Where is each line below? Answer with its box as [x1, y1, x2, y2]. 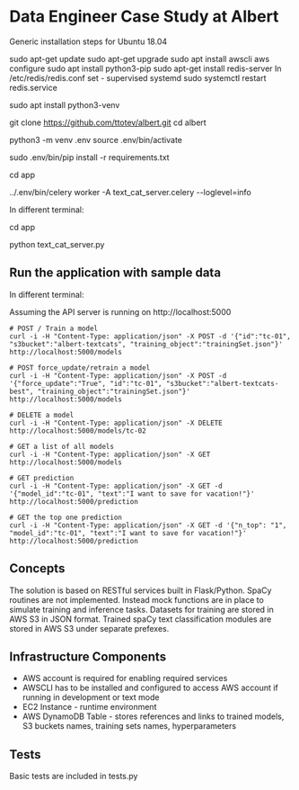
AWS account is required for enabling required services [22, 673, 228, 684]
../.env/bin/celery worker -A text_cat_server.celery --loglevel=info [9, 186, 251, 197]
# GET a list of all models [9, 442, 115, 451]
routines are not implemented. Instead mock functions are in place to [9, 594, 265, 605]
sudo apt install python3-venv [9, 99, 120, 110]
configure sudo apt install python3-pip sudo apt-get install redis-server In [9, 63, 282, 74]
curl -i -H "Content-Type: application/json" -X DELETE [9, 418, 223, 427]
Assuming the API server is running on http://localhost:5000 [9, 306, 232, 317]
